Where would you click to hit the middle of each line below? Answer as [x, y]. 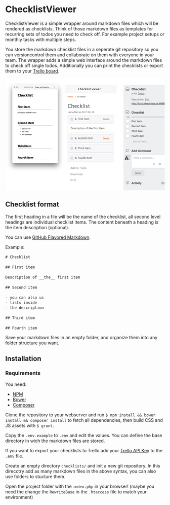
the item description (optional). [37, 227]
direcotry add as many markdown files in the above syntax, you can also [81, 471]
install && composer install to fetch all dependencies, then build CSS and [84, 420]
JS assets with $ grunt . [30, 425]
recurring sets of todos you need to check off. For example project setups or [85, 34]
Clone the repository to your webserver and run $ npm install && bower [80, 415]
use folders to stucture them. [35, 476]
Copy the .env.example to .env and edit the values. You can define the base [84, 435]
